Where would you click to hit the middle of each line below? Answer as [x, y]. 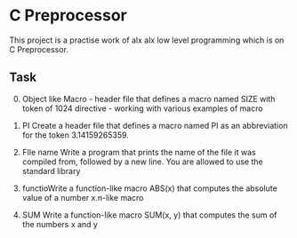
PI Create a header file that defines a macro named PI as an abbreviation [155, 125]
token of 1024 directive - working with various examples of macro [143, 108]
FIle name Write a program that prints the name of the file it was [139, 152]
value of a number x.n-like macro [83, 197]
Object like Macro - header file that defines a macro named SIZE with [148, 99]
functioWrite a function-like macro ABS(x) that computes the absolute [149, 188]
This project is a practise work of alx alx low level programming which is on [147, 40]
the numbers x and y [60, 224]
